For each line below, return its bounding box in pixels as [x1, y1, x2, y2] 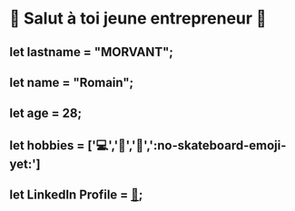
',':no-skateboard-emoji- [143, 138, 287, 153]
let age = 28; [9, 106, 83, 121]
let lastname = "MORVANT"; [9, 44, 174, 60]
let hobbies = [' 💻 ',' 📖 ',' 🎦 [9, 138, 144, 153]
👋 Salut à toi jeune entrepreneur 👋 [9, 8, 267, 29]
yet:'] [9, 156, 41, 171]
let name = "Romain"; [9, 74, 134, 90]
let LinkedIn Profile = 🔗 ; [9, 187, 143, 203]
